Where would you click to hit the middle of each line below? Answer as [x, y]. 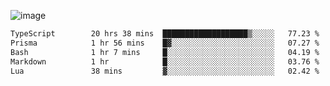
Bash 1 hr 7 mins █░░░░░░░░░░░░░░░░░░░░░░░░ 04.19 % [165, 52]
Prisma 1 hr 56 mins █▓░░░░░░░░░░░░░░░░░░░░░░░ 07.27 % [165, 43]
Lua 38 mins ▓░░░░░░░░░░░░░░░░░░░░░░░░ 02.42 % [165, 71]
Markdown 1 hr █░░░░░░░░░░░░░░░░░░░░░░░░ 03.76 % [165, 61]
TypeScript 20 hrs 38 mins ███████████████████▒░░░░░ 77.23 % [165, 34]
